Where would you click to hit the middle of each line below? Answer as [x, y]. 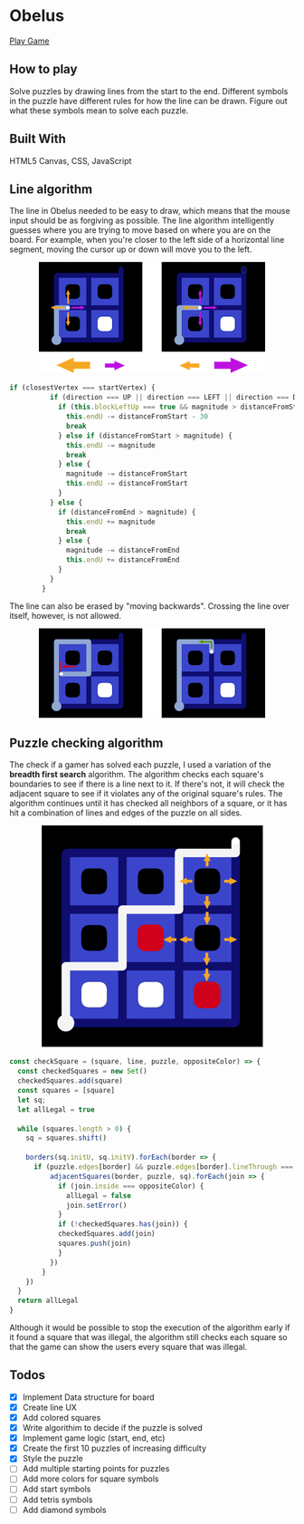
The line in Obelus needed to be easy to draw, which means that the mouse [150, 211]
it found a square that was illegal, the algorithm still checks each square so [148, 1337]
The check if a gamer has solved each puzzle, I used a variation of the [140, 765]
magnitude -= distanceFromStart [127, 474]
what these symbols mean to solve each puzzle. [99, 111]
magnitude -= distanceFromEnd [123, 550]
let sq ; [32, 1100]
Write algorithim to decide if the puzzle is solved [113, 1428]
